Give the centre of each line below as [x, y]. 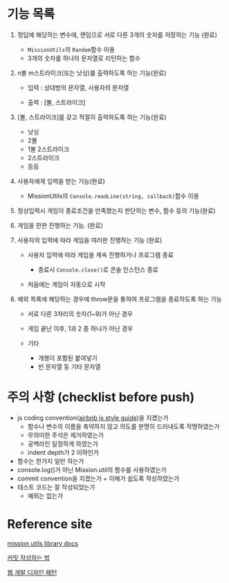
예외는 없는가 [45, 496]
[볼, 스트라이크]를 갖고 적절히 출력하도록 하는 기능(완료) [92, 117]
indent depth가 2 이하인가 [63, 452]
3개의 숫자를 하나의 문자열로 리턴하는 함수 [84, 58]
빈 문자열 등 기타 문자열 [69, 366]
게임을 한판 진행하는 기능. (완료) [60, 225]
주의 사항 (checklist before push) [101, 398]
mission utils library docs [43, 543]
